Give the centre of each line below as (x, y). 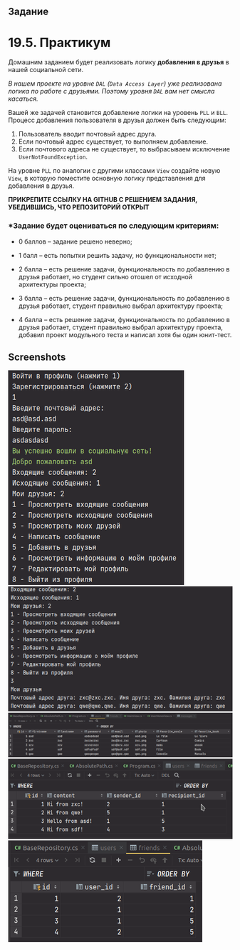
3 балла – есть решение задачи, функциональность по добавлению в (124, 298)
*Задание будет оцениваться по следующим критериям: (114, 226)
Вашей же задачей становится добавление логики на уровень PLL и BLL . (118, 113)
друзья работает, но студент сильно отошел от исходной (105, 276)
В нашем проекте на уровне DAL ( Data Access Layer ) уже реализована (115, 84)
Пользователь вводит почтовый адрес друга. (87, 134)
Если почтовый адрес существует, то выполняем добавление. (113, 141)
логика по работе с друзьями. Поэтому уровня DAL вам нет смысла (111, 91)
